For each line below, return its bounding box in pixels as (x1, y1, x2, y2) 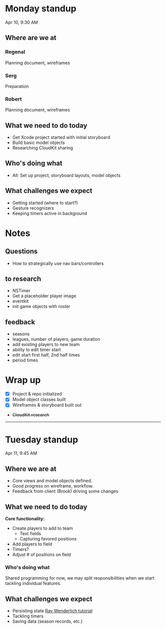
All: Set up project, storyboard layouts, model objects (12, 172, 121, 178)
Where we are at (5, 464, 57, 473)
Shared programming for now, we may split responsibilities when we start (5, 575, 155, 581)
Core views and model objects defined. (12, 478, 92, 484)
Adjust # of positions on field (12, 551, 71, 557)
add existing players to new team (12, 342, 80, 348)
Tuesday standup (5, 434, 78, 445)
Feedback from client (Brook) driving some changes (12, 488, 119, 494)
